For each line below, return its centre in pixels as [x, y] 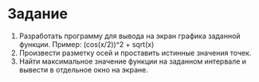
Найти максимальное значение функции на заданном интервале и [133, 61]
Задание [38, 14]
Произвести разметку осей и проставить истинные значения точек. [135, 53]
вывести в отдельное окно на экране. [83, 69]
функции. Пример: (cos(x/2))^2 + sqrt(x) [86, 44]
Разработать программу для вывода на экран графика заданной [129, 36]
